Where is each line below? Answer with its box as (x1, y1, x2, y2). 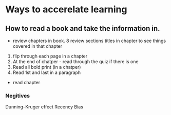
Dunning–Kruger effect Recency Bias (5, 104, 84, 110)
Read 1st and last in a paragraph (12, 69, 81, 75)
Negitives (5, 92, 30, 99)
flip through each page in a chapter (12, 53, 88, 59)
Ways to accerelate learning (5, 4, 127, 15)
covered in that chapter (12, 43, 63, 49)
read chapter (12, 80, 41, 85)
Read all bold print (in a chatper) (12, 64, 81, 70)
